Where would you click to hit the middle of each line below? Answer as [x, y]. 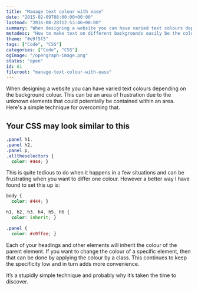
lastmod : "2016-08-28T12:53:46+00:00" [54, 22]
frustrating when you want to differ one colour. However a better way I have [98, 179]
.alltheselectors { [30, 156]
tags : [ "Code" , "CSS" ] [34, 45]
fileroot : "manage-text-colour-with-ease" [59, 72]
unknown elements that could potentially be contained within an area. [90, 101]
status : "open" [25, 61]
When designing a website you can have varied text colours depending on [96, 88]
